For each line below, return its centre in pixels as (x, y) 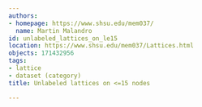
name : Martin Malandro (54, 31)
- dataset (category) (45, 76)
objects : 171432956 (41, 53)
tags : (17, 61)
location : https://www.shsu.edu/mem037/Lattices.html (101, 46)
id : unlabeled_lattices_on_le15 (63, 38)
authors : (23, 16)
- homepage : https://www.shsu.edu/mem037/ (81, 23)
